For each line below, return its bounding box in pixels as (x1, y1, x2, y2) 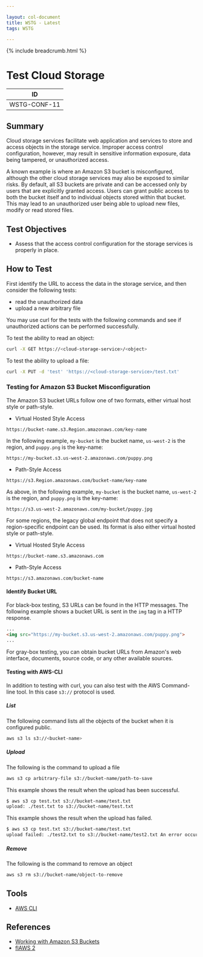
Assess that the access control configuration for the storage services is (14, 240, 193, 247)
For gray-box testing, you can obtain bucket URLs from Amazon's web (6, 648, 181, 656)
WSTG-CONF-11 (9, 100, 60, 109)
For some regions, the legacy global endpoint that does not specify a (6, 517, 178, 524)
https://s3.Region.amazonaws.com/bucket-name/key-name (6, 477, 147, 483)
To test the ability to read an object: (6, 334, 95, 341)
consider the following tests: (6, 286, 77, 294)
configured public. (6, 723, 53, 731)
